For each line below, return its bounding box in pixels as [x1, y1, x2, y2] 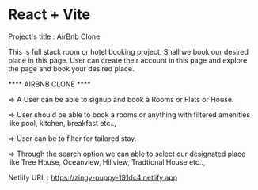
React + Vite [8, 6, 91, 24]
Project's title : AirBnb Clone [8, 32, 101, 41]
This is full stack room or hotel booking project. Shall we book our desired [8, 47, 249, 56]
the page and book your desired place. [8, 63, 135, 73]
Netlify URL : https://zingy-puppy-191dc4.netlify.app [8, 173, 178, 182]
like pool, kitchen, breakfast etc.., [8, 118, 117, 127]
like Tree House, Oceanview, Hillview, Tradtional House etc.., [8, 157, 206, 167]
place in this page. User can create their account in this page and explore [8, 55, 248, 65]
